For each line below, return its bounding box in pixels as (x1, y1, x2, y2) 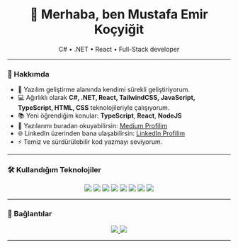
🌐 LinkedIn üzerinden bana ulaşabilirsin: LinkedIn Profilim (17, 129, 186, 137)
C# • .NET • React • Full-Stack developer (58, 45, 180, 53)
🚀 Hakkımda (7, 69, 50, 79)
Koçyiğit (93, 21, 144, 38)
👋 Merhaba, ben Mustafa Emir (30, 6, 208, 23)
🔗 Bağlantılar (7, 209, 52, 219)
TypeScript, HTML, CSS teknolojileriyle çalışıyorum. (17, 103, 170, 112)
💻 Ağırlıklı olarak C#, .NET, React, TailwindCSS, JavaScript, (17, 94, 195, 102)
